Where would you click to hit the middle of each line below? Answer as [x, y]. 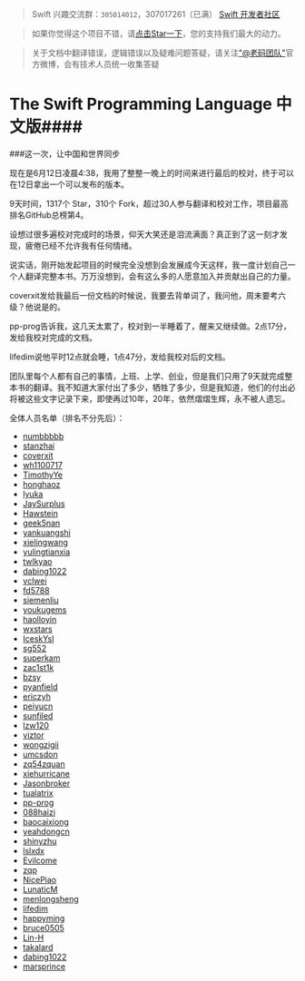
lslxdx [34, 850]
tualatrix [38, 792]
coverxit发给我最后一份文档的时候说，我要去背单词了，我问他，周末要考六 [148, 295]
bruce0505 [44, 927]
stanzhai [39, 446]
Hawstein [40, 513]
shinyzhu [39, 841]
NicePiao [39, 879]
